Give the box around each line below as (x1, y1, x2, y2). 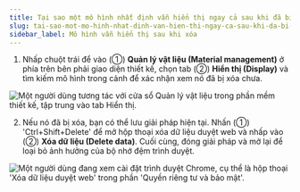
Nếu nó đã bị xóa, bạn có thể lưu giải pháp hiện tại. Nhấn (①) (21, 117, 250, 128)
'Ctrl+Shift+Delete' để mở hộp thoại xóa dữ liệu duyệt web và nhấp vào (21, 127, 284, 138)
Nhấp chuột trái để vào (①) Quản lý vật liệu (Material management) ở (21, 54, 285, 65)
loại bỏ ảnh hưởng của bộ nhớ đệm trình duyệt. (21, 146, 195, 156)
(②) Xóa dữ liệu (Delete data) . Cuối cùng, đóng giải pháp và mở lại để (21, 136, 283, 147)
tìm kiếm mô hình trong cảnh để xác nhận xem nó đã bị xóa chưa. (21, 73, 263, 84)
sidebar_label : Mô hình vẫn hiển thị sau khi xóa (9, 29, 198, 38)
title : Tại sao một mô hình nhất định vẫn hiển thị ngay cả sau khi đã (9, 13, 281, 22)
